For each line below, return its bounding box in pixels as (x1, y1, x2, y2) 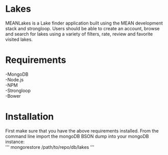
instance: (5, 139, 25, 145)
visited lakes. (5, 36, 33, 42)
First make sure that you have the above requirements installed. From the (5, 127, 159, 134)
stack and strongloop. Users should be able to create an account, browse (5, 25, 160, 31)
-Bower (5, 93, 21, 99)
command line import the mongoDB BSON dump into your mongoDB (5, 133, 149, 139)
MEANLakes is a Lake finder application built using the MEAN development (5, 20, 163, 26)
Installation (5, 111, 54, 123)
